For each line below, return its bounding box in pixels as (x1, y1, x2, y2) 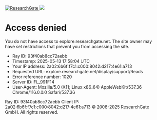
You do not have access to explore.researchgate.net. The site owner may (5, 38, 152, 44)
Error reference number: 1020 (12, 74, 72, 80)
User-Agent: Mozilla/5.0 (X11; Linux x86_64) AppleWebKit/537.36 (12, 84, 142, 90)
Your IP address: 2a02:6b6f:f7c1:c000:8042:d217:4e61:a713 (12, 63, 132, 69)
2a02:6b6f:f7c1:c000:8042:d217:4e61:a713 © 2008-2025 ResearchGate (5, 104, 150, 110)
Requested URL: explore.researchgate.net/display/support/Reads (12, 68, 143, 74)
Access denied (5, 22, 67, 34)
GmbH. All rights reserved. (5, 109, 59, 115)
